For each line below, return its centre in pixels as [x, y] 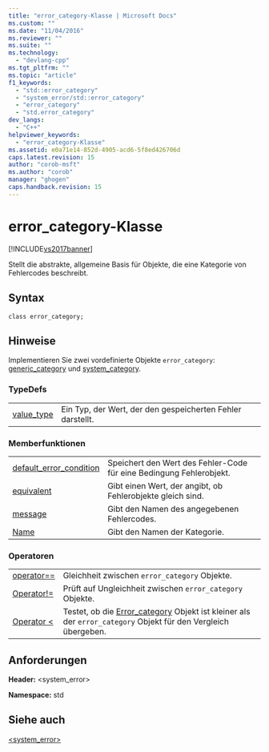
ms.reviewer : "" [35, 38]
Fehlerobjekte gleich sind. [156, 496]
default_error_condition [56, 468]
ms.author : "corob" [41, 172]
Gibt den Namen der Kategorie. [166, 532]
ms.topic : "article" [43, 75]
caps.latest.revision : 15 [51, 157]
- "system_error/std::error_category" [80, 98]
